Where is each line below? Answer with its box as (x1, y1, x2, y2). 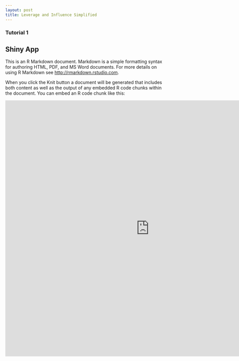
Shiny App (5, 45, 39, 54)
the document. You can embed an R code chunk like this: (5, 90, 125, 96)
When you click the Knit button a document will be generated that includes (5, 79, 162, 86)
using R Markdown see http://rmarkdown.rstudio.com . (5, 70, 119, 76)
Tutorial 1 (5, 29, 29, 36)
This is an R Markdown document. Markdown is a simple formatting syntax (5, 58, 162, 65)
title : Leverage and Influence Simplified (5, 12, 97, 17)
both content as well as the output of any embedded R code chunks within (5, 85, 162, 91)
